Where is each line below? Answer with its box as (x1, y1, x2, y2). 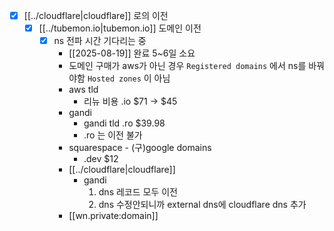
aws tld (68, 84, 99, 96)
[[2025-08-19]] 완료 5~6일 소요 (68, 47, 196, 59)
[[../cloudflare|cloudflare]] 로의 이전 (23, 10, 169, 21)
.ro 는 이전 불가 (83, 129, 143, 141)
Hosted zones (87, 74, 142, 84)
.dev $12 (83, 153, 119, 165)
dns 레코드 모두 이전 (98, 186, 178, 198)
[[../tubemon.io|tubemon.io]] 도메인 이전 (38, 22, 202, 34)
